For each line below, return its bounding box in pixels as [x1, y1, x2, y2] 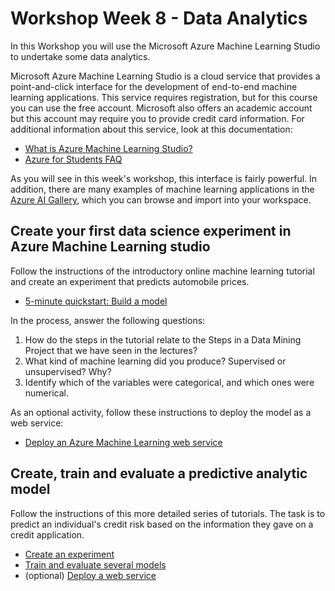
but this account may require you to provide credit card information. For [10, 112, 305, 124]
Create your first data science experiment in [10, 223, 292, 240]
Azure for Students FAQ [24, 153, 123, 165]
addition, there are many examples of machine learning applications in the [10, 183, 315, 195]
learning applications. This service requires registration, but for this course [10, 91, 318, 103]
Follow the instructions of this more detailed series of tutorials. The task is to [10, 507, 326, 519]
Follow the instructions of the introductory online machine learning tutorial [10, 265, 315, 277]
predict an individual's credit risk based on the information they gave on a [10, 518, 314, 530]
